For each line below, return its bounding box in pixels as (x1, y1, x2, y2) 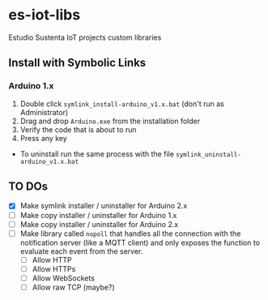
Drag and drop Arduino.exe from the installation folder (19, 116, 201, 126)
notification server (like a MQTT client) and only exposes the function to (19, 238, 261, 247)
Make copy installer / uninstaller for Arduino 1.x (19, 210, 177, 220)
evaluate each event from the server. (19, 246, 143, 256)
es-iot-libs (8, 6, 81, 24)
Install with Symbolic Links (8, 56, 147, 70)
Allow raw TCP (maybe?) (32, 282, 115, 292)
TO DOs (8, 180, 49, 194)
